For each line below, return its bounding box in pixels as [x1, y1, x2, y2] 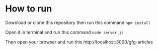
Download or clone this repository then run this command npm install [5, 19, 151, 25]
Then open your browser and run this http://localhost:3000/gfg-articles [5, 38, 153, 45]
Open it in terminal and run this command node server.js [5, 29, 124, 35]
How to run [5, 3, 52, 14]
